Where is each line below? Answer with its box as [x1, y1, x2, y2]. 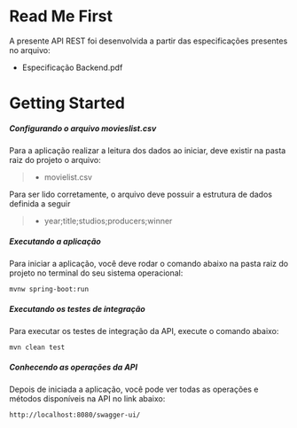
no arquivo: [9, 44, 51, 55]
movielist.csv [43, 172, 93, 183]
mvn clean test [9, 343, 66, 352]
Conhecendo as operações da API [9, 362, 138, 372]
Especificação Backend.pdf [21, 62, 123, 73]
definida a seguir [9, 198, 71, 209]
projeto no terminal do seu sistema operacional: [9, 268, 184, 278]
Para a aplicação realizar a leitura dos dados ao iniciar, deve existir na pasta [9, 145, 286, 156]
